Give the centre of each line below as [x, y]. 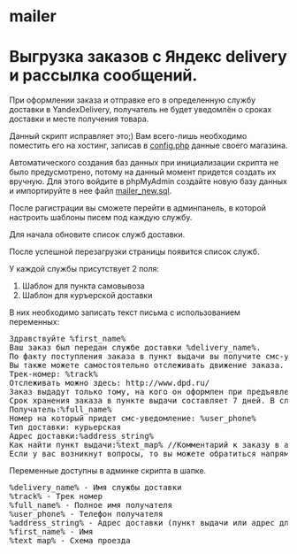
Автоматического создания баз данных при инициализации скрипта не [144, 163]
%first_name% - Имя [51, 532]
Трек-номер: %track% [54, 374]
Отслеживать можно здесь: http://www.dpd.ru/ [110, 383]
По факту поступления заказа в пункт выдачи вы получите [135, 357]
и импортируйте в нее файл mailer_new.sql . [91, 191]
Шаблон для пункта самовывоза [83, 286]
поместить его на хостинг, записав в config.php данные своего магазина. [148, 146]
